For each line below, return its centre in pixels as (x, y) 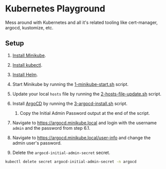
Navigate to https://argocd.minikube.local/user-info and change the (81, 138)
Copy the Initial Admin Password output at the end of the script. (85, 113)
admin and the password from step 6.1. (51, 128)
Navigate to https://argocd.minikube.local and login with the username (84, 123)
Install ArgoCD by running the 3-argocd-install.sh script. (70, 103)
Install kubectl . (27, 65)
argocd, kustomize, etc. (29, 27)
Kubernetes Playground (55, 9)
